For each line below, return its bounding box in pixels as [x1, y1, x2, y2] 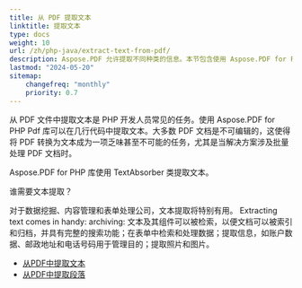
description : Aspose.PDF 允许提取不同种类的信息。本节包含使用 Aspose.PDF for [9, 55, 288, 64]
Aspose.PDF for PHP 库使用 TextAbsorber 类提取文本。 [9, 167, 214, 178]
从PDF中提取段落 [22, 268, 86, 279]
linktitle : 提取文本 [9, 22, 81, 31]
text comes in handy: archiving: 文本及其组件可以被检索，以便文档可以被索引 [9, 216, 294, 227]
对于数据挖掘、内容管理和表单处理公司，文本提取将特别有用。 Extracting [9, 205, 278, 215]
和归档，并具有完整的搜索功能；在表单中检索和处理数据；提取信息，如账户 [9, 227, 285, 238]
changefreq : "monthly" [25, 80, 111, 89]
